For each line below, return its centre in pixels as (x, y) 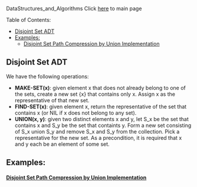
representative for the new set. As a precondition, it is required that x (98, 138)
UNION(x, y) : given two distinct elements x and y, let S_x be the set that (101, 119)
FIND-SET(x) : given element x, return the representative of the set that (101, 106)
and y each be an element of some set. (62, 144)
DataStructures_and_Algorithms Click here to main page (74, 9)
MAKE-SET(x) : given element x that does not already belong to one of (100, 88)
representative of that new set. (52, 100)
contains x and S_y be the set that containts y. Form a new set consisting (103, 125)
